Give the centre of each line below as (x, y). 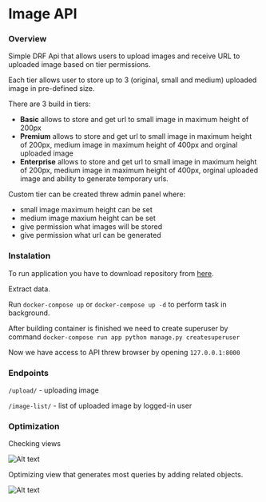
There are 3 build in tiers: (50, 104)
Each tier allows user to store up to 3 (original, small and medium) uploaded (133, 80)
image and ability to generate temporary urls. (94, 179)
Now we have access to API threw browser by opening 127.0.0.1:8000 (124, 352)
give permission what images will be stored (91, 227)
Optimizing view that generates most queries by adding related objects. (126, 475)
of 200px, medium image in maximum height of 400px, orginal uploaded (139, 170)
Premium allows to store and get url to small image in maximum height (136, 136)
